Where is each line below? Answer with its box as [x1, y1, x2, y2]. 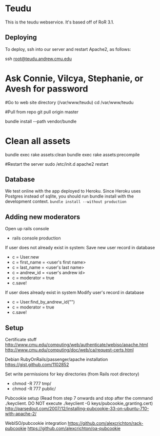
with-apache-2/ [5, 411, 37, 417]
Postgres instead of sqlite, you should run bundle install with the [5, 194, 134, 199]
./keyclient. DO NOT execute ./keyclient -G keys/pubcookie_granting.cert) [5, 400, 153, 406]
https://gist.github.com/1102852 [5, 362, 69, 368]
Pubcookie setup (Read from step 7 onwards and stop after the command [5, 395, 153, 401]
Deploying [5, 33, 37, 42]
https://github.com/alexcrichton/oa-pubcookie [27, 426, 121, 432]
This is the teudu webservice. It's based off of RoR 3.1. [5, 19, 115, 25]
